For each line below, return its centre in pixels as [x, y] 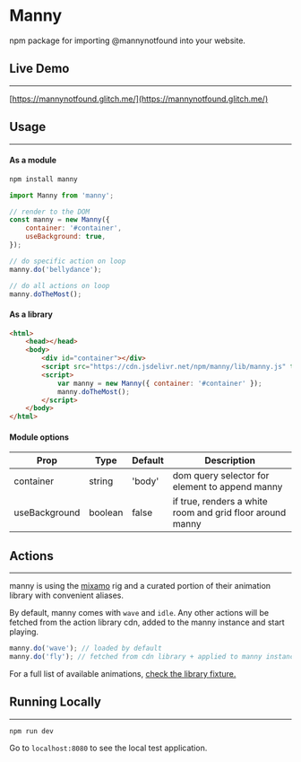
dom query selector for [221, 476]
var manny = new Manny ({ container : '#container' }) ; [159, 383]
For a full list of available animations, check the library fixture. [123, 673]
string [101, 481]
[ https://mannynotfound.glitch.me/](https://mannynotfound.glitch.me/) [139, 99]
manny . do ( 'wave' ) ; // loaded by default [86, 648]
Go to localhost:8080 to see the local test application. [108, 748]
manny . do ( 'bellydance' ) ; [56, 269]
